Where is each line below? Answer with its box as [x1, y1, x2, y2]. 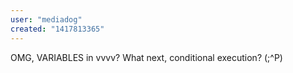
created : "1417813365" [10, 24, 105, 34]
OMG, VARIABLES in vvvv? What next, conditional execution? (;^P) [10, 51, 283, 63]
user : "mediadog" [10, 14, 83, 25]
